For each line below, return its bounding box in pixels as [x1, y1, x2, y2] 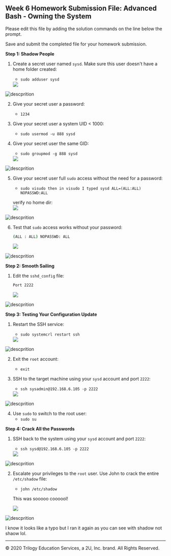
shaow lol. [5, 530, 27, 536]
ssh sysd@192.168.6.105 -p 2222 [20, 446, 89, 451]
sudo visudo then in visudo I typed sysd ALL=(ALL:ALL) [20, 186, 141, 191]
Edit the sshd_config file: [12, 272, 65, 279]
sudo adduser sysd [20, 77, 60, 82]
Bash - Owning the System [5, 12, 92, 21]
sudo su [20, 417, 37, 422]
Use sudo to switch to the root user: [12, 410, 87, 416]
